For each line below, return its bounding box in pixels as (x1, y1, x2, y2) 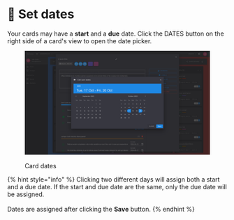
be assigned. (7, 190, 45, 198)
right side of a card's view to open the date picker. (7, 36, 152, 45)
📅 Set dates (7, 6, 75, 22)
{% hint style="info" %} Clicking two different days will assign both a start (7, 175, 220, 184)
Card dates (24, 162, 57, 170)
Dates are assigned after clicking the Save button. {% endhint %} (7, 205, 196, 214)
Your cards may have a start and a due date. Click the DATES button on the (7, 29, 225, 38)
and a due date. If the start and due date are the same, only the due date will (7, 183, 227, 191)
